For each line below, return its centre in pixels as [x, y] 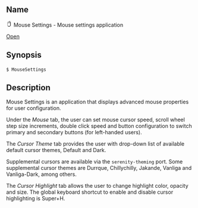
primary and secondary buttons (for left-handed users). [74, 133]
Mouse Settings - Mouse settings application [68, 25]
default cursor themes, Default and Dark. [56, 150]
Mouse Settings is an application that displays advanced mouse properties [98, 102]
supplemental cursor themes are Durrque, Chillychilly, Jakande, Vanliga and [99, 168]
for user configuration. [34, 108]
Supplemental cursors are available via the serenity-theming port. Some [95, 162]
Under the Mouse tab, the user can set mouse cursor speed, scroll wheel [96, 120]
